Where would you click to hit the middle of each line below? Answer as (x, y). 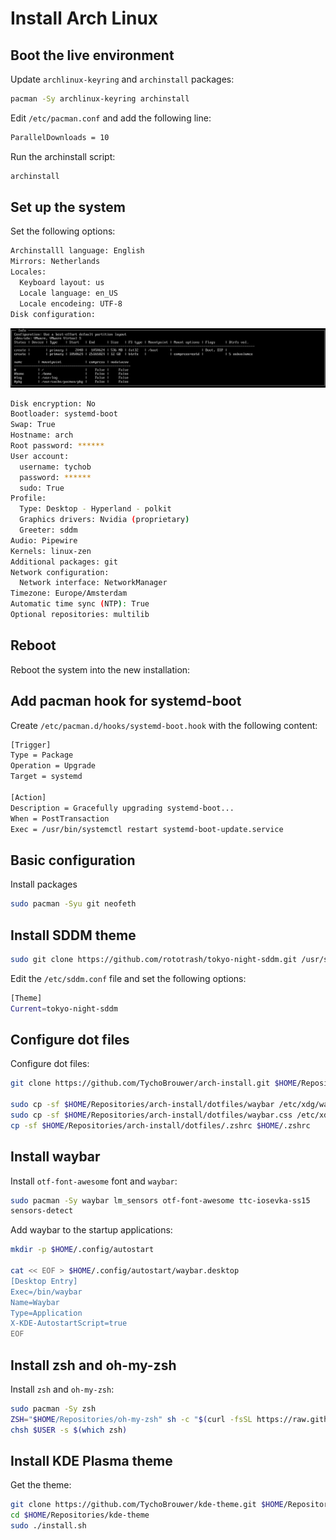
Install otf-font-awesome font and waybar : (94, 1181)
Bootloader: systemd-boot (64, 414)
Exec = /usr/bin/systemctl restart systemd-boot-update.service (147, 829)
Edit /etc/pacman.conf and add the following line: (111, 118)
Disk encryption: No (53, 403)
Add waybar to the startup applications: (91, 1230)
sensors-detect (42, 1211)
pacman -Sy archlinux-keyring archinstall (100, 99)
